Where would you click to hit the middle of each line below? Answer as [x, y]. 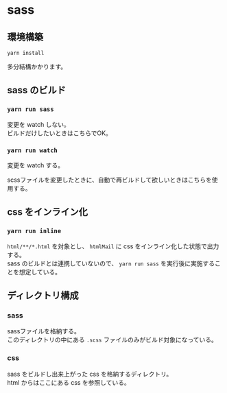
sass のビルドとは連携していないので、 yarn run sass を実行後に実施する [111, 263]
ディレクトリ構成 [43, 296]
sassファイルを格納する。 [44, 331]
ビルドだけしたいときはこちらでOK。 [59, 133]
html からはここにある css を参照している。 [69, 382]
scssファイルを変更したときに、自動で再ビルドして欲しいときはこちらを [110, 180]
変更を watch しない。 [38, 124]
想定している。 [40, 272]
